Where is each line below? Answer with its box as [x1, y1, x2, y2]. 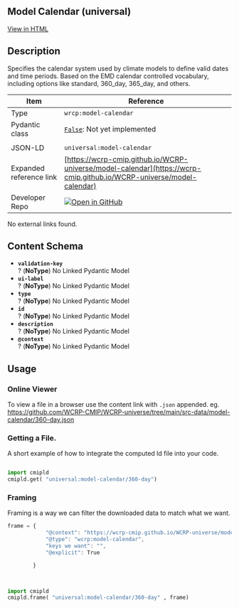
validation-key [17, 260, 63, 267]
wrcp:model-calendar [63, 109, 134, 117]
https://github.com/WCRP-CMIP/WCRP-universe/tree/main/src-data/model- [7, 408, 230, 417]
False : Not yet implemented [63, 124, 156, 134]
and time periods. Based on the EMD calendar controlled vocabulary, [7, 71, 210, 80]
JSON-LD [11, 142, 45, 152]
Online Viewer [7, 384, 58, 394]
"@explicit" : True [45, 549, 100, 556]
